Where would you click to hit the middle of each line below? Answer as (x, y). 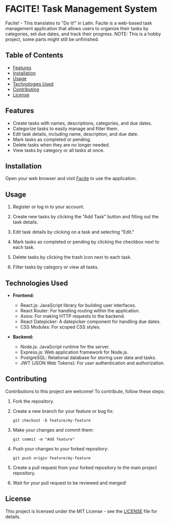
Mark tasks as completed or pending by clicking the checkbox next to (86, 242)
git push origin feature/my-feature (52, 458)
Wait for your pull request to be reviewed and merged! (69, 483)
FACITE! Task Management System (81, 9)
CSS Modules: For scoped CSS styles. (60, 327)
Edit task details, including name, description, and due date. (76, 134)
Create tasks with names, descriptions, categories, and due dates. (82, 123)
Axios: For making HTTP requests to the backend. (72, 316)
